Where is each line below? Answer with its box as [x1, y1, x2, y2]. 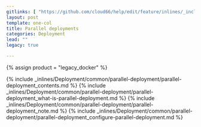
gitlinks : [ [6, 8, 36, 15]
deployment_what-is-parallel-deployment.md [6, 94, 118, 102]
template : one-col [6, 20, 52, 26]
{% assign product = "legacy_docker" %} [6, 63, 108, 71]
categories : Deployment [6, 31, 66, 37]
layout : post [6, 14, 39, 20]
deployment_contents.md [6, 81, 69, 89]
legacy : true [6, 43, 39, 49]
